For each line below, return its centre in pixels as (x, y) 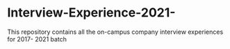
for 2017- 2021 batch (37, 39)
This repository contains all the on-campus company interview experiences (115, 32)
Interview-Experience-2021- (91, 13)
